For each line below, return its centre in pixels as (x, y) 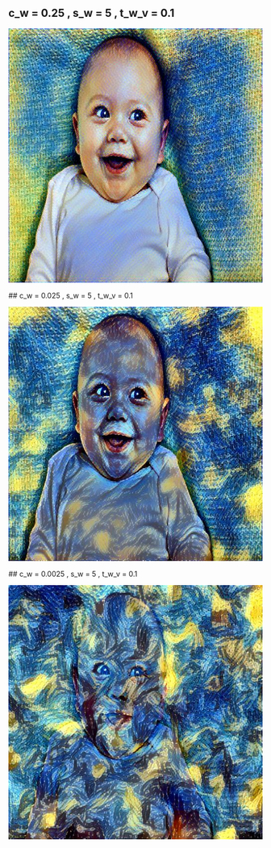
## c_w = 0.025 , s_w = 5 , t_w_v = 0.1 (71, 295)
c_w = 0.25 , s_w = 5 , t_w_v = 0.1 (92, 13)
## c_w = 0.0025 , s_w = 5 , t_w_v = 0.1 (73, 574)
